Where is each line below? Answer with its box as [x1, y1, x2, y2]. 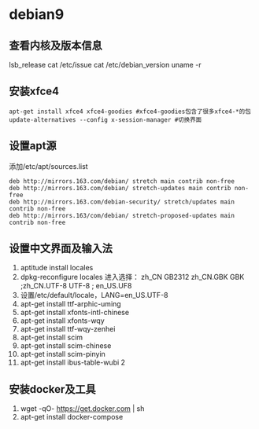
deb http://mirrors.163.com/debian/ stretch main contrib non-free [9, 177, 235, 185]
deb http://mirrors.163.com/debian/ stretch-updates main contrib [9, 184, 231, 192]
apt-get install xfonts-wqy [20, 316, 105, 325]
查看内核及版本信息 [9, 38, 102, 52]
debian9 [9, 5, 65, 24]
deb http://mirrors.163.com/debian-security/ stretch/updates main [9, 198, 235, 206]
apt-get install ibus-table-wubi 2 [20, 357, 125, 367]
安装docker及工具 [9, 383, 97, 396]
